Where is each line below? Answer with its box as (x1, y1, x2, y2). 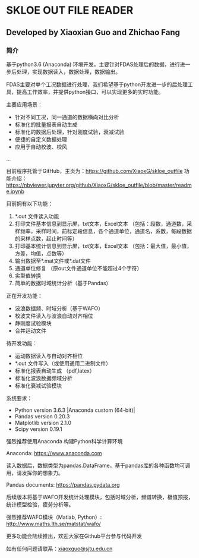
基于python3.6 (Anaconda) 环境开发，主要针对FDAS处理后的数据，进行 (6, 61, 181, 68)
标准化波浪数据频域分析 (14, 374, 72, 382)
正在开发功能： (6, 292, 43, 299)
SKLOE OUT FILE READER (6, 4, 134, 17)
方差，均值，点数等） (14, 250, 67, 257)
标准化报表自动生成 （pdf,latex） (14, 367, 95, 374)
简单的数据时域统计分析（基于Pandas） (14, 279, 112, 286)
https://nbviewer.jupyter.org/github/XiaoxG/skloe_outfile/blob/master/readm (6, 181, 192, 188)
